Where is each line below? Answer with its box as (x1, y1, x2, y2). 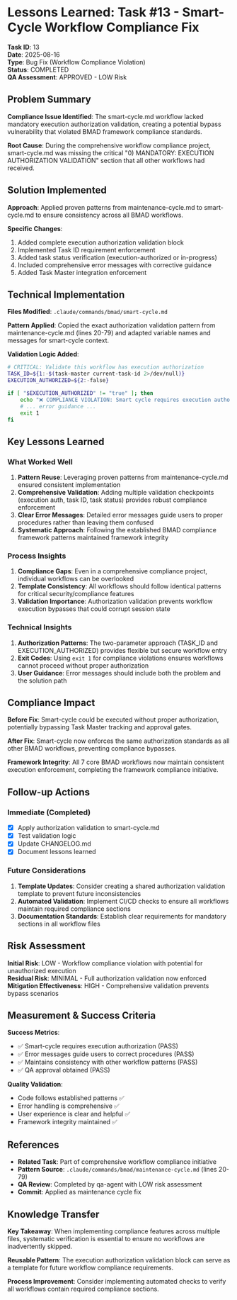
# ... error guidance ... (20, 403, 97, 410)
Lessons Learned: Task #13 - (7, 4, 180, 21)
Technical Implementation (7, 288, 125, 301)
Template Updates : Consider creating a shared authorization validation (17, 882, 226, 890)
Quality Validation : (7, 1080, 64, 1089)
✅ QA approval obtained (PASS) (17, 1066, 111, 1075)
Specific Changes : (7, 224, 63, 232)
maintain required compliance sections (17, 904, 131, 913)
